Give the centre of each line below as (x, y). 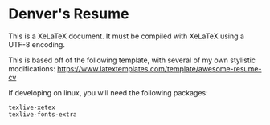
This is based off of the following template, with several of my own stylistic (132, 60)
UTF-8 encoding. (37, 44)
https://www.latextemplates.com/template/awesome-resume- (160, 68)
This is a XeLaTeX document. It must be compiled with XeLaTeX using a (127, 36)
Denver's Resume (69, 14)
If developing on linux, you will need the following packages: (108, 92)
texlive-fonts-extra (43, 114)
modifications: (32, 68)
